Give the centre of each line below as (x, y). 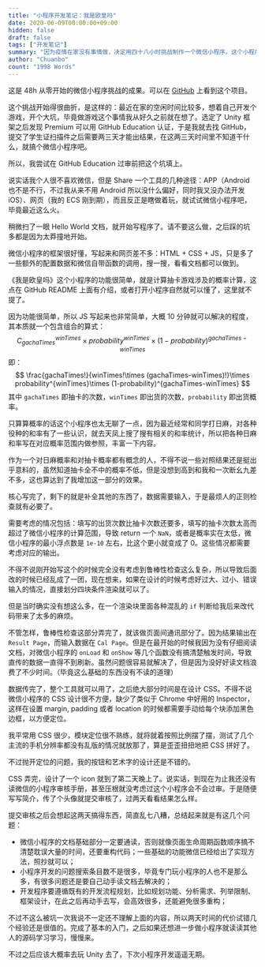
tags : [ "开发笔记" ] (38, 45)
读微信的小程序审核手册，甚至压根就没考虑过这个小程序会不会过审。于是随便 (132, 789)
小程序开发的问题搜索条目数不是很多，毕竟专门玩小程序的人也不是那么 (134, 871)
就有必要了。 (35, 507)
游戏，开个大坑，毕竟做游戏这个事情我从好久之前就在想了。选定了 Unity (125, 117)
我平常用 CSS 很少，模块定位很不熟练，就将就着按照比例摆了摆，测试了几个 (131, 736)
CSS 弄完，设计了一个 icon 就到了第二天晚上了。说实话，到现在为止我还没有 (132, 779)
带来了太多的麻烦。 (46, 616)
